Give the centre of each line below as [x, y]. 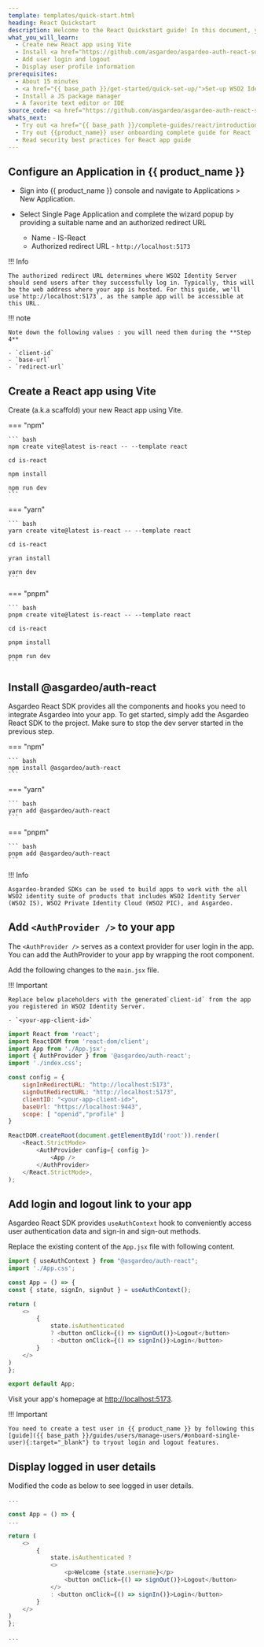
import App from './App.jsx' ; [58, 1049]
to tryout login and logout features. [156, 1443]
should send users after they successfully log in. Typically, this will [132, 283]
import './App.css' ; [42, 1268]
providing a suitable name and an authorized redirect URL [113, 223]
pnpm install [29, 642]
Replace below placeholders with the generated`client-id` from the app [130, 999]
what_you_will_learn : [44, 37]
